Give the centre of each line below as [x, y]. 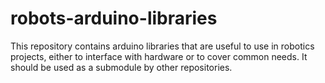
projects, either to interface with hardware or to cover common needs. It [159, 56]
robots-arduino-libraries [114, 18]
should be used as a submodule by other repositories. [121, 67]
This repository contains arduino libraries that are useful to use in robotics [162, 46]
